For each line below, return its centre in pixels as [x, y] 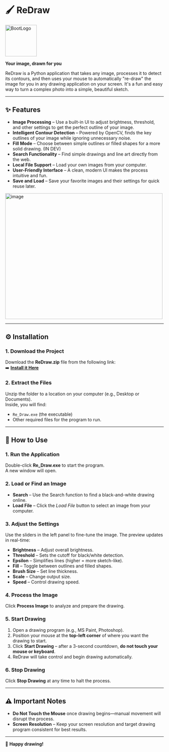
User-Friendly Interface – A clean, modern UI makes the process [80, 170]
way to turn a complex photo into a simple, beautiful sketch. [67, 89]
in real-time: [18, 540]
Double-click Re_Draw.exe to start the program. [55, 465]
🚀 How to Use [26, 440]
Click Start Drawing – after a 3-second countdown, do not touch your [85, 646]
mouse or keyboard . [34, 651]
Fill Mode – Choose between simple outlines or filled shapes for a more [86, 143]
